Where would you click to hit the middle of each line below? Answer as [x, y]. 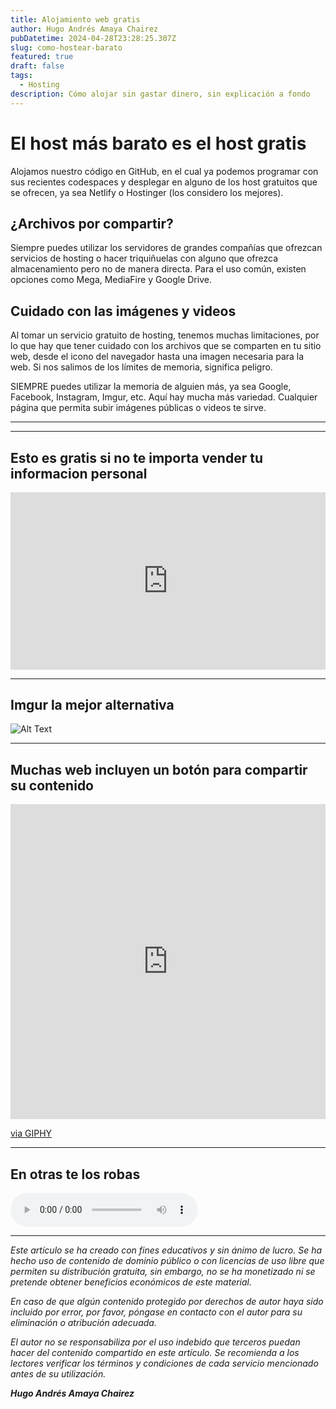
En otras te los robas [75, 1174]
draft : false [37, 66]
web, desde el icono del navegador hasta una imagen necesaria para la [157, 357]
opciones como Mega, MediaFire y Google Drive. [111, 280]
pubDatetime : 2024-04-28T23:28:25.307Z [93, 38]
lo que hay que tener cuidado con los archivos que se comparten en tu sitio [166, 346]
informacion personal [79, 473]
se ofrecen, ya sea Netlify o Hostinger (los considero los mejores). [147, 192]
